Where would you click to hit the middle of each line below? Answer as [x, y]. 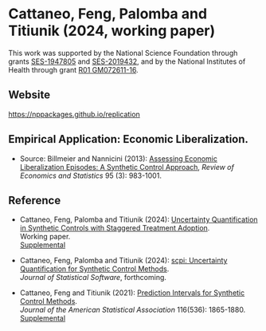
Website [29, 95]
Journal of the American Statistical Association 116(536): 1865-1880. [133, 310]
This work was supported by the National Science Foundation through [123, 53]
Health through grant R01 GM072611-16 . [73, 69]
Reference [35, 200]
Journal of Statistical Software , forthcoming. [93, 278]
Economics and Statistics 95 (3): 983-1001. [90, 175]
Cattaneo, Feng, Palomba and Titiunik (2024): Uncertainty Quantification [139, 219]
